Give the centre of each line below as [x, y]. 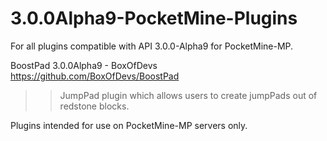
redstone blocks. [94, 106]
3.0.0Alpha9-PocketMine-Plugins [154, 18]
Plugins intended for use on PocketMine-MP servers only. [129, 125]
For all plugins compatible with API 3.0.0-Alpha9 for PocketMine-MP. [152, 46]
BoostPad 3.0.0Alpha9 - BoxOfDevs [84, 65]
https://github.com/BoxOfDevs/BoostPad [95, 76]
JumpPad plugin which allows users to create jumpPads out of [188, 95]
